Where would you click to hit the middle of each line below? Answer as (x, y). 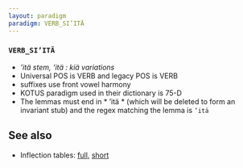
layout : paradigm (37, 16)
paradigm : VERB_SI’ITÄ (46, 23)
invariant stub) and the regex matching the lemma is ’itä (114, 110)
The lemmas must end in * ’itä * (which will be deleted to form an (128, 101)
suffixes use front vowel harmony (75, 84)
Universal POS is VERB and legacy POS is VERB (99, 76)
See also (30, 135)
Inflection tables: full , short (64, 155)
